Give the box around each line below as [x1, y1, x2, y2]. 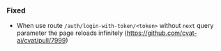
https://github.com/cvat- [126, 29, 197, 37]
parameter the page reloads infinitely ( [16, 29, 127, 37]
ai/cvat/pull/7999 [16, 36, 66, 45]
